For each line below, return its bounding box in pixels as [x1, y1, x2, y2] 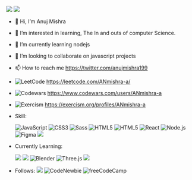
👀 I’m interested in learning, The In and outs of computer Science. [14, 30, 176, 36]
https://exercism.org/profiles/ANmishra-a [44, 101, 146, 108]
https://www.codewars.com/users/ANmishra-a [47, 90, 162, 96]
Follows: [14, 167, 36, 174]
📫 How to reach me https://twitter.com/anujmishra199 [14, 64, 148, 71]
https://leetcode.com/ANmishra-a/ [46, 78, 131, 85]
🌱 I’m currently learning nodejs [14, 41, 90, 48]
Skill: [14, 113, 27, 119]
